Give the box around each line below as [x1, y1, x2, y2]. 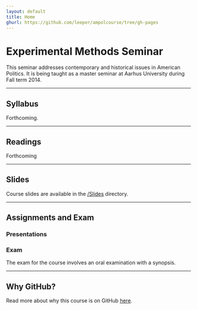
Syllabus [6, 99, 39, 109]
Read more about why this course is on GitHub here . [6, 297, 133, 304]
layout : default [6, 8, 46, 15]
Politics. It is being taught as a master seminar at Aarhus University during [6, 70, 185, 77]
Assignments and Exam [6, 213, 94, 223]
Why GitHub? [6, 281, 56, 291]
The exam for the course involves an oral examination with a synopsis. [6, 259, 176, 266]
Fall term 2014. [6, 77, 42, 84]
